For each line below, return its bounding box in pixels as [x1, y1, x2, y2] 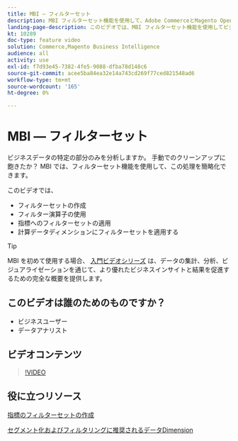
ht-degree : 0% [7, 89, 50, 96]
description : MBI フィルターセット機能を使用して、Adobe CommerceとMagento [7, 17, 217, 24]
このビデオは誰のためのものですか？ [7, 297, 166, 309]
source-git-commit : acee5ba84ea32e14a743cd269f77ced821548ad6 [7, 69, 195, 77]
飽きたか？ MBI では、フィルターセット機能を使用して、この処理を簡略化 [7, 162, 221, 171]
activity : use [7, 57, 50, 64]
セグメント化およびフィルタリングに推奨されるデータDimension [7, 425, 193, 434]
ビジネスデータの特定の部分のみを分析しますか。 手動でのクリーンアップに [7, 153, 226, 162]
